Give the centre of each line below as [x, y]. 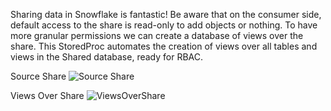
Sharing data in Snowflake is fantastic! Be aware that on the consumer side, [166, 14]
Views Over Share [47, 95]
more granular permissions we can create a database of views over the [157, 35]
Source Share [38, 76]
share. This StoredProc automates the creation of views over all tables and [164, 46]
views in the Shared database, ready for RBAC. [107, 57]
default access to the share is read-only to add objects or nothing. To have [164, 25]
